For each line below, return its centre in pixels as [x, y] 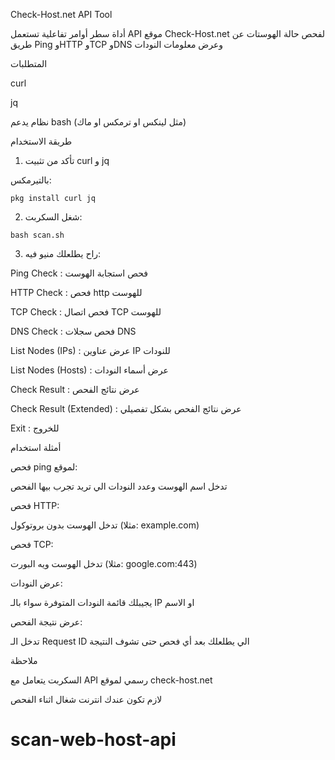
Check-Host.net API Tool [61, 14]
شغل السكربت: [53, 217]
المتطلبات [29, 63]
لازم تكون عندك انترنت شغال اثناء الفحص [86, 699]
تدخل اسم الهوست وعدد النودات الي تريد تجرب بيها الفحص [119, 486]
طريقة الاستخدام [41, 141]
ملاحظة [24, 660]
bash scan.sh [37, 235]
